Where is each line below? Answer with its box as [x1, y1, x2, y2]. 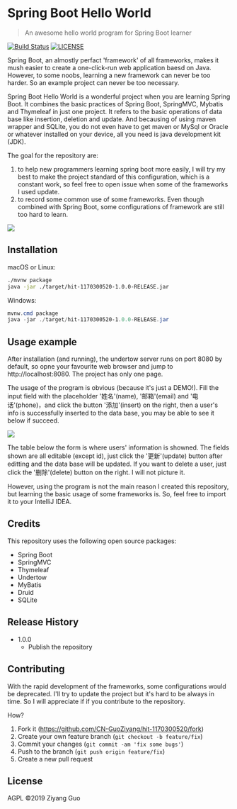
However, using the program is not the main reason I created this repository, [7, 482, 229, 491]
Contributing [7, 663, 65, 675]
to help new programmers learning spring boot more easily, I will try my [17, 164, 226, 173]
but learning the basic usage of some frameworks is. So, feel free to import [7, 490, 226, 498]
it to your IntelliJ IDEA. [7, 498, 72, 506]
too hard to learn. [17, 210, 69, 218]
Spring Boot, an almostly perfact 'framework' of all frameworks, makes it [7, 55, 219, 65]
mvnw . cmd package [7, 310, 59, 317]
